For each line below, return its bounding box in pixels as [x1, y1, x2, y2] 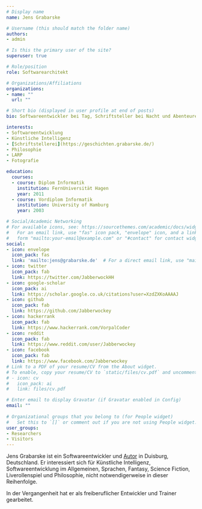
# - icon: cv [6, 375, 39, 381]
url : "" [11, 97, 31, 103]
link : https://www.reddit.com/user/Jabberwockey [11, 341, 136, 347]
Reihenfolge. [6, 478, 38, 486]
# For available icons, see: [6, 224, 79, 230]
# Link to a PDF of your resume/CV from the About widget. [6, 364, 158, 370]
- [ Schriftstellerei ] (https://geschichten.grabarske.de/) [6, 141, 155, 147]
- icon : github [6, 297, 44, 303]
